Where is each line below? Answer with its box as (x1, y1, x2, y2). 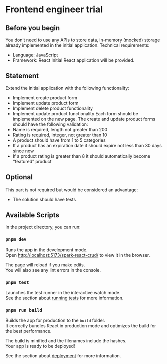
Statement (5, 72, 39, 80)
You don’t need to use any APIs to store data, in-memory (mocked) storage (5, 37, 160, 43)
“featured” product (12, 158, 52, 164)
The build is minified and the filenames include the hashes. (5, 338, 127, 344)
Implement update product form (12, 100, 79, 106)
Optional (5, 173, 33, 181)
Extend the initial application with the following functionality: (5, 85, 129, 91)
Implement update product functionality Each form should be (12, 110, 139, 116)
